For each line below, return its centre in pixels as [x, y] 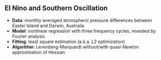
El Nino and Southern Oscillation [56, 8]
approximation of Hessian [39, 52]
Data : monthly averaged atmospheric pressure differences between [82, 20]
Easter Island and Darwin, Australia [48, 25]
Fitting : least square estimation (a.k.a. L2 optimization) [68, 41]
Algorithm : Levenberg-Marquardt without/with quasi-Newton [75, 46]
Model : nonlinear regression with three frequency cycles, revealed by [84, 31]
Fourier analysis [28, 36]
